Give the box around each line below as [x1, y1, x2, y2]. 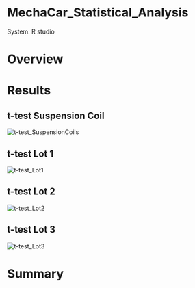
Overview [7, 51, 64, 67]
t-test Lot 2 [7, 186, 56, 198]
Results [7, 83, 51, 99]
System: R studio [7, 27, 55, 36]
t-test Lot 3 [7, 224, 56, 235]
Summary [7, 265, 64, 281]
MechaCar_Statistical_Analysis [7, 5, 189, 21]
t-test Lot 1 [7, 148, 54, 159]
